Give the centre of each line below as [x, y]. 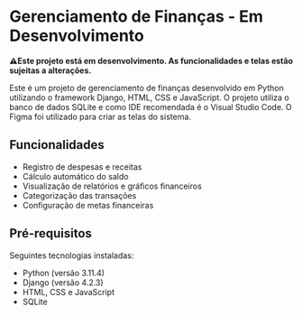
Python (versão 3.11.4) [64, 273]
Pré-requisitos [51, 233]
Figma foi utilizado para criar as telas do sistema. [101, 116]
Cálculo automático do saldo [75, 176]
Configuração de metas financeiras [88, 205]
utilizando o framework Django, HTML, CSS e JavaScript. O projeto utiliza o [150, 97]
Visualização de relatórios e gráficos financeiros [112, 186]
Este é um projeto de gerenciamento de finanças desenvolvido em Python [146, 88]
